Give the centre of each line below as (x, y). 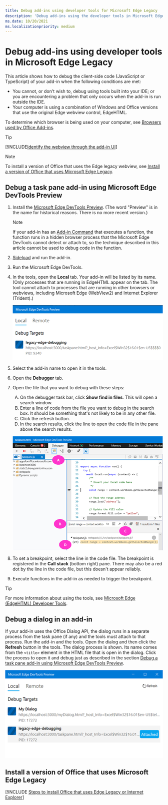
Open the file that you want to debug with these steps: (68, 388)
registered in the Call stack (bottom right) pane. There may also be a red (87, 564)
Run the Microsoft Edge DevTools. (47, 267)
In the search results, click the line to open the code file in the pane (89, 424)
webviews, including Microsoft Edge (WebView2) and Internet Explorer (85, 293)
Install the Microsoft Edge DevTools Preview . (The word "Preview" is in (85, 207)
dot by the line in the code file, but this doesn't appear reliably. (77, 569)
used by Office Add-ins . (30, 128)
